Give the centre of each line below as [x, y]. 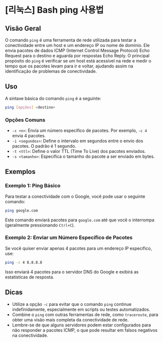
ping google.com [21, 211]
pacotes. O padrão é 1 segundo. [44, 146]
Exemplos [20, 172]
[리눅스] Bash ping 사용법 [54, 10]
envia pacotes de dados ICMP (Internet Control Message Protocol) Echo [77, 50]
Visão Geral [23, 28]
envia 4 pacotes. [29, 135]
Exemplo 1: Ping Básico [33, 186]
